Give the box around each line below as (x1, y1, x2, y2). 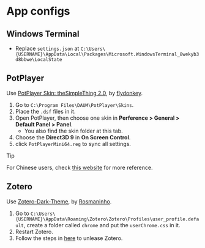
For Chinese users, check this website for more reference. (6, 164, 153, 171)
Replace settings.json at (15, 45, 80, 52)
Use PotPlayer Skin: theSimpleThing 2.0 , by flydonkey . (6, 89, 143, 97)
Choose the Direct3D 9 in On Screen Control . (15, 133, 131, 141)
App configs (6, 4, 70, 18)
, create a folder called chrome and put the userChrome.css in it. (23, 221, 181, 228)
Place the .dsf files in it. (15, 108, 76, 115)
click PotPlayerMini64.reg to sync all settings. (15, 140, 132, 147)
